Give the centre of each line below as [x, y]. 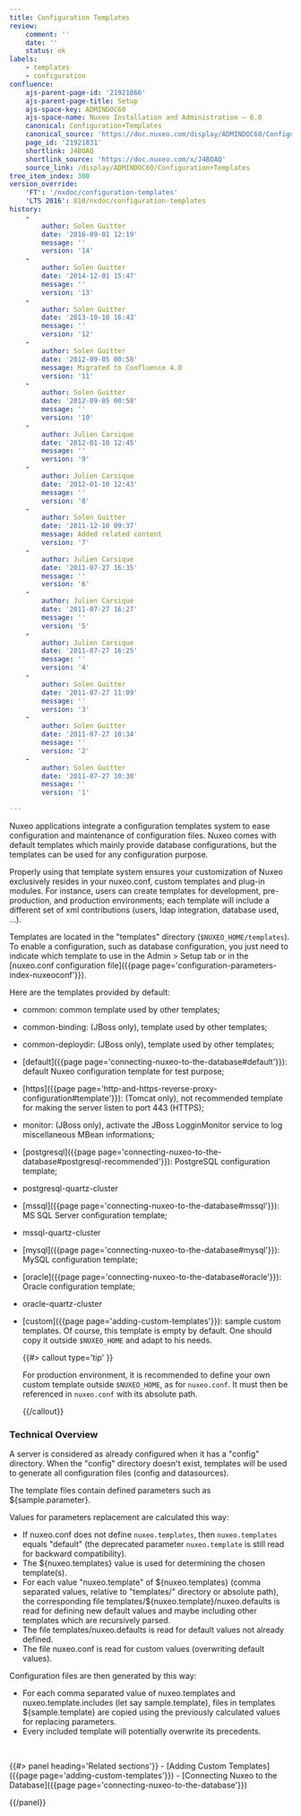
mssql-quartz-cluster [61, 1232]
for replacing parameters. [69, 1722]
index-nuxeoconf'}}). [48, 975]
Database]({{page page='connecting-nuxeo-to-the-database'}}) [129, 1786]
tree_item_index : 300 [50, 176]
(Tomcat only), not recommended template [204, 1098]
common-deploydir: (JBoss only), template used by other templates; [148, 1044]
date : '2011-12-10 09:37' [90, 526]
